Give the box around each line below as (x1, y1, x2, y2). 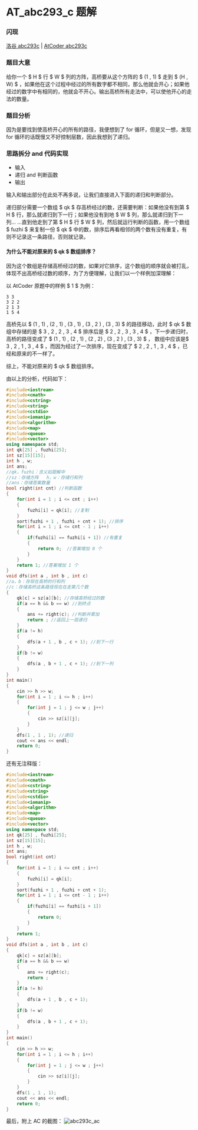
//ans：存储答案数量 (6, 480, 51, 486)
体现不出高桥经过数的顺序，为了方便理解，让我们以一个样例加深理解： (6, 270, 177, 277)
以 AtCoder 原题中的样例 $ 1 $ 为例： (6, 282, 95, 289)
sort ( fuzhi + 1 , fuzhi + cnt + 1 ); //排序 (16, 518, 124, 524)
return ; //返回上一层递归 (27, 617, 87, 623)
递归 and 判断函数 (14, 172, 58, 179)
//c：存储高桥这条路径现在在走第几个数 (6, 584, 89, 590)
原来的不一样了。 (16, 350, 58, 357)
